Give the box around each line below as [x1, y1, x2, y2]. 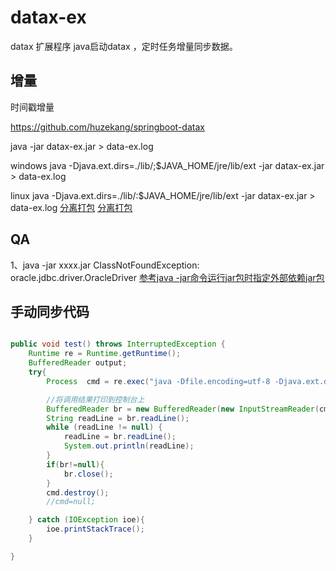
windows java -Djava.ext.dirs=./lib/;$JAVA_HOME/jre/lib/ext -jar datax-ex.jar [10, 159, 325, 171]
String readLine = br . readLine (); [46, 413, 190, 423]
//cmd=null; [46, 497, 97, 507]
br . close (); [63, 469, 114, 479]
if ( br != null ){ [46, 459, 105, 470]
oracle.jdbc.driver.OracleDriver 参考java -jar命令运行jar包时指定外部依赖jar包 [10, 271, 325, 283]
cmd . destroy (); [46, 487, 110, 498]
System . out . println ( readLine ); [63, 441, 195, 451]
